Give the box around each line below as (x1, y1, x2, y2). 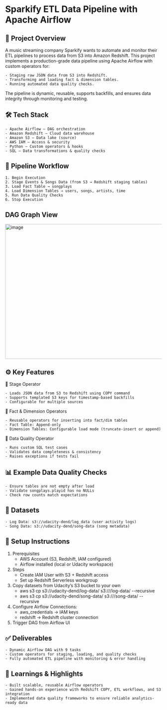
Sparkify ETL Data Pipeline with (5, 3, 138, 15)
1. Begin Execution (5, 175, 46, 180)
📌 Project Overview (5, 34, 66, 42)
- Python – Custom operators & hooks (5, 144, 83, 149)
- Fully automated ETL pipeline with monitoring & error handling (5, 656, 146, 661)
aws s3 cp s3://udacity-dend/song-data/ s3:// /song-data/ (19, 593, 138, 599)
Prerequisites (12, 551, 40, 557)
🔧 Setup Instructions (5, 537, 70, 546)
